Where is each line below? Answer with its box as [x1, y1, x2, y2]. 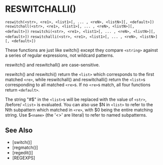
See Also [5, 126, 33, 135]
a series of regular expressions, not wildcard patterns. [5, 52, 114, 58]
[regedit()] [12, 149, 33, 155]
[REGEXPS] [12, 155, 35, 161]
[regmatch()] [12, 144, 38, 150]
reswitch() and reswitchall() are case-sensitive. [5, 62, 100, 68]
